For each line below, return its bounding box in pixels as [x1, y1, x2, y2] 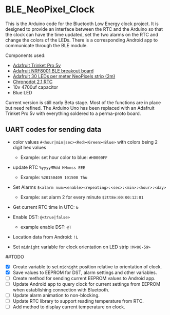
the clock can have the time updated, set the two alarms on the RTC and [5, 31, 158, 37]
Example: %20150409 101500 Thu [20, 174, 88, 180]
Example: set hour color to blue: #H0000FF [20, 154, 108, 160]
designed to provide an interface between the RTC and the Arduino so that [5, 26, 163, 32]
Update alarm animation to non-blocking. [12, 292, 100, 298]
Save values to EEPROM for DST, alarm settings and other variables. [12, 269, 157, 275]
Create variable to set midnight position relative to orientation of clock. [12, 263, 162, 270]
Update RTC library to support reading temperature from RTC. [12, 298, 144, 304]
